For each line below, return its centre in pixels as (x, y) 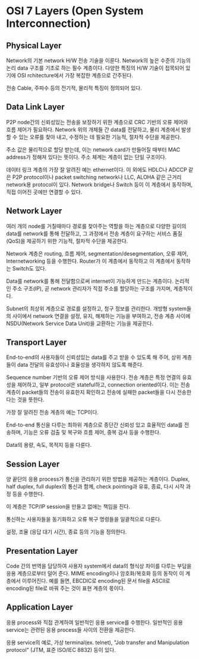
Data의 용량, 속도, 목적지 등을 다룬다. (49, 445)
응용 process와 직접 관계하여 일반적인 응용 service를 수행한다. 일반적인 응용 (94, 622)
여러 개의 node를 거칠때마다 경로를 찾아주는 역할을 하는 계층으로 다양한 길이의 (96, 226)
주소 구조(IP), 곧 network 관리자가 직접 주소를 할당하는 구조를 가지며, (92, 288)
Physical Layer (34, 45)
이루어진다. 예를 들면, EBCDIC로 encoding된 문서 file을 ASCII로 (96, 581)
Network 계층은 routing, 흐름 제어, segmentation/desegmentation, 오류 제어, (97, 253)
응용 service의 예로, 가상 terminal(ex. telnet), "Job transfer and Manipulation (98, 642)
